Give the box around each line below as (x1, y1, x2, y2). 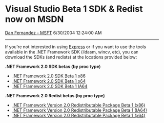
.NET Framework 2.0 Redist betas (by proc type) (5, 92, 105, 98)
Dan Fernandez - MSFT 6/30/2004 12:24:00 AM (5, 30, 102, 35)
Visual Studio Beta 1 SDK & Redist (5, 3, 143, 15)
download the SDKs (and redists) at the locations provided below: (5, 54, 137, 60)
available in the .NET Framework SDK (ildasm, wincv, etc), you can (5, 49, 139, 54)
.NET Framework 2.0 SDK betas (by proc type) (5, 63, 101, 69)
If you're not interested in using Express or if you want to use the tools (5, 44, 146, 50)
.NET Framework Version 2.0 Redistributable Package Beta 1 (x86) (12, 102, 145, 108)
